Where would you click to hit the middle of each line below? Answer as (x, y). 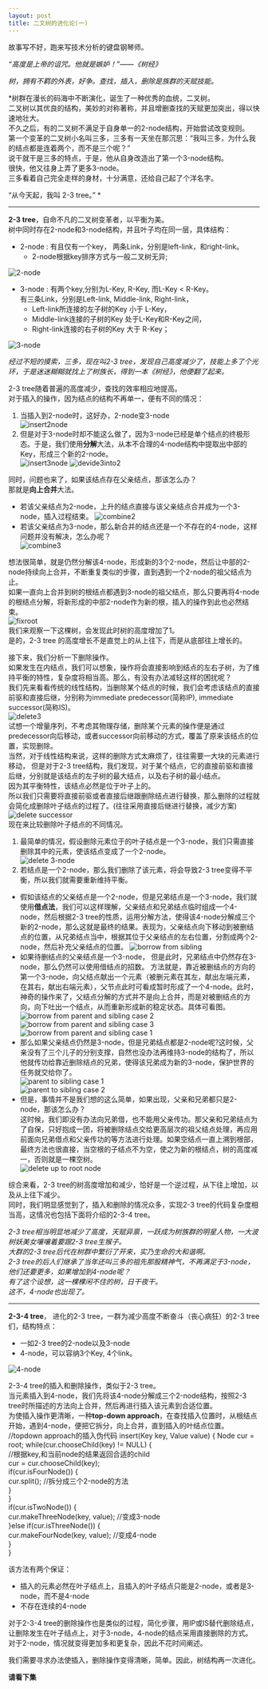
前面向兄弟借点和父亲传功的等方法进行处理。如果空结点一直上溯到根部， (138, 1139)
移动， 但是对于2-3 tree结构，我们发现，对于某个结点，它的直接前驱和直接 (131, 765)
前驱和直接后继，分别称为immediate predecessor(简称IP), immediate (121, 697)
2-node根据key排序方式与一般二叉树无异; (100, 256)
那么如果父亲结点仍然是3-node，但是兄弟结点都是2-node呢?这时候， (133, 1042)
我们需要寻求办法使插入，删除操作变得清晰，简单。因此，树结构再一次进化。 (134, 1659)
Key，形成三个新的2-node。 (66, 453)
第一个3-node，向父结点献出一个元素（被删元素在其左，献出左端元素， (137, 976)
